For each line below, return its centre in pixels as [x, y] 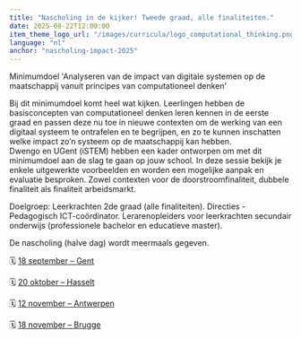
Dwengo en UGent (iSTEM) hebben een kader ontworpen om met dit [136, 151]
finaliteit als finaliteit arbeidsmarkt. [73, 189]
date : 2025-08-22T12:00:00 [60, 26]
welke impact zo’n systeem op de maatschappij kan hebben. [120, 142]
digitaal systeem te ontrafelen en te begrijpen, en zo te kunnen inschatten [145, 132]
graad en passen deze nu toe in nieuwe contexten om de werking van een [146, 123]
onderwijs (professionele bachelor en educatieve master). [116, 226]
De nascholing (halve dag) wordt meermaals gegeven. [109, 243]
